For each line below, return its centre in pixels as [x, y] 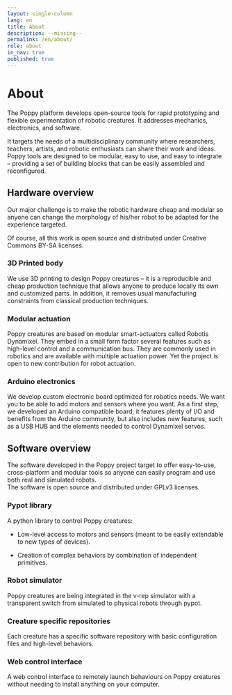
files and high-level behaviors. [50, 644]
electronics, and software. [44, 128]
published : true [31, 59]
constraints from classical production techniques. [78, 300]
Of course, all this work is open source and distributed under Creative [107, 238]
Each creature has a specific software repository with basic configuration [112, 636]
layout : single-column [40, 14]
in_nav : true [26, 53]
